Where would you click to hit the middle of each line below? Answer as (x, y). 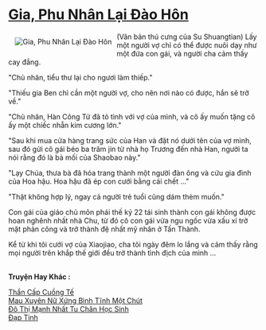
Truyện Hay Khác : (39, 277)
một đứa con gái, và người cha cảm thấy (182, 53)
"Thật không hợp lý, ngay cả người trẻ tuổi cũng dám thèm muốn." (117, 196)
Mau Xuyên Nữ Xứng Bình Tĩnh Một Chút (76, 301)
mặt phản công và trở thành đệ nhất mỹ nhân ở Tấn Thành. (104, 229)
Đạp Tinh (23, 317)
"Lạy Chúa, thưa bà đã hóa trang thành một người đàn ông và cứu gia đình (130, 173)
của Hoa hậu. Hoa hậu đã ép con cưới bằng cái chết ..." (99, 181)
